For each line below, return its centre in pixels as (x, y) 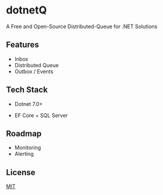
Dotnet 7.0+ (28, 104)
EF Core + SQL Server (41, 115)
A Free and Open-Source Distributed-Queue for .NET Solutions (82, 26)
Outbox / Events (34, 71)
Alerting (24, 154)
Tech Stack (27, 90)
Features (22, 45)
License (21, 172)
